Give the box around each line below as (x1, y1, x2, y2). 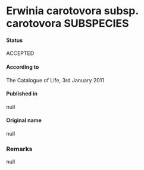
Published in (6, 90, 37, 97)
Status (6, 37, 23, 44)
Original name (6, 117, 42, 124)
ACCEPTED (6, 50, 35, 57)
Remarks (6, 145, 33, 153)
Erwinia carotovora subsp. (6, 4, 139, 18)
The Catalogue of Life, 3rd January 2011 (6, 76, 104, 84)
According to (6, 63, 39, 70)
